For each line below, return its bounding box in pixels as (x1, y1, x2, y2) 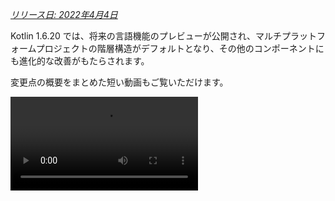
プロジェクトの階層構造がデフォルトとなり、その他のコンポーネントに (35, 43, 325, 54)
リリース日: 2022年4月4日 (10, 9, 118, 20)
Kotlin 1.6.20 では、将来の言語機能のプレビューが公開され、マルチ (10, 30, 282, 42)
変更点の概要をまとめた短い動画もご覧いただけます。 (10, 76, 229, 88)
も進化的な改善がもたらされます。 (10, 55, 150, 67)
